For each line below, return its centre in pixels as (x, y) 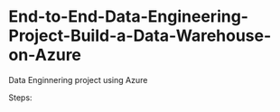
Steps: (20, 98)
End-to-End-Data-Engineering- (129, 17)
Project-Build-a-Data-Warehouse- (140, 36)
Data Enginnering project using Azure (78, 79)
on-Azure (45, 55)
